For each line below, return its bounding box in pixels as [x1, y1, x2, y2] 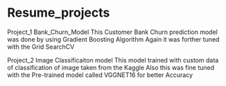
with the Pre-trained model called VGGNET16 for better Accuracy [7, 71, 193, 79]
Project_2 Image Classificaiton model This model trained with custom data [7, 55, 219, 64]
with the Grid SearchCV [7, 42, 75, 51]
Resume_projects [7, 5, 110, 21]
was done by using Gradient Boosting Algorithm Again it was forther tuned [7, 35, 220, 43]
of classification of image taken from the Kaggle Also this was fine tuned [7, 63, 215, 71]
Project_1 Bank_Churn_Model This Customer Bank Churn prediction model [7, 28, 218, 36]
